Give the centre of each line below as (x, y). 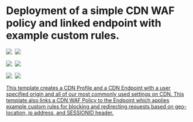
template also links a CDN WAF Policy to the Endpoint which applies (88, 100)
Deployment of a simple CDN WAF (90, 11)
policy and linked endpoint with (84, 23)
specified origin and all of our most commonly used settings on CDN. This (95, 94)
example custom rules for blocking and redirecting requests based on (90, 106)
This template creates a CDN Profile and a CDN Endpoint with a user (88, 88)
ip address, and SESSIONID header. (71, 113)
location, (17, 113)
